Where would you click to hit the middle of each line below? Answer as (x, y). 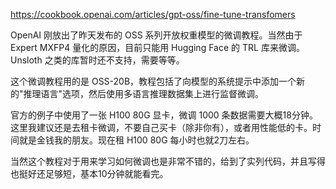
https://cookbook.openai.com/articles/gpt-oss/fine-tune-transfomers (153, 14)
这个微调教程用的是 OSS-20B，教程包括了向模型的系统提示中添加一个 (153, 81)
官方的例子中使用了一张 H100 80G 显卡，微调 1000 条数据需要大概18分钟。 (164, 115)
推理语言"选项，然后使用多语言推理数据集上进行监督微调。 (144, 93)
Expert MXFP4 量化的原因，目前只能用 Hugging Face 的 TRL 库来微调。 (157, 47)
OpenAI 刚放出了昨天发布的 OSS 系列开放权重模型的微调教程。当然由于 (156, 35)
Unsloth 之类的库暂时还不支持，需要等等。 (97, 60)
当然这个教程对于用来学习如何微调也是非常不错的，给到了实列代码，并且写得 (168, 161)
